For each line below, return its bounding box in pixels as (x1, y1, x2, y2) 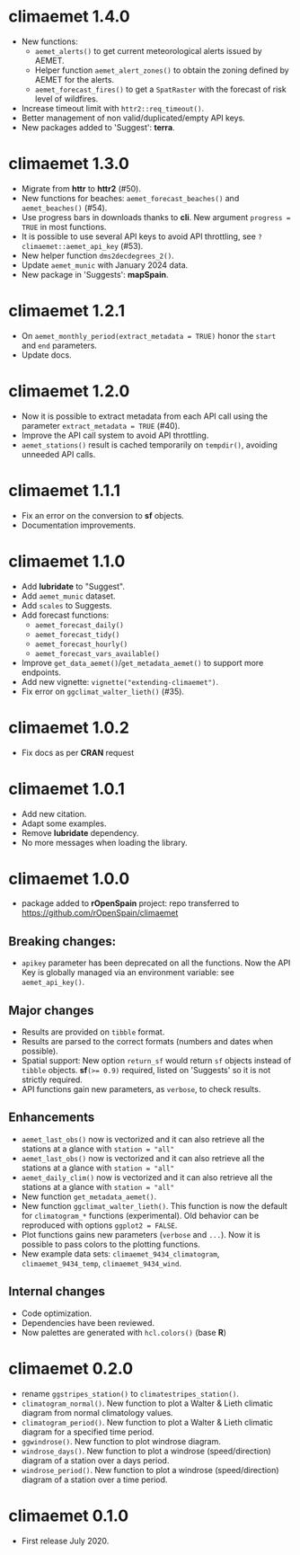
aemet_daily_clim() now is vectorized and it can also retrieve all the (21, 1171, 273, 1183)
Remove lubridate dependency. (21, 827, 139, 838)
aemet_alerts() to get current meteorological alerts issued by (34, 45, 262, 56)
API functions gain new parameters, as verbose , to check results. (21, 1084, 261, 1095)
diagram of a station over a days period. (21, 1454, 170, 1466)
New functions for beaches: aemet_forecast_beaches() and (21, 192, 240, 203)
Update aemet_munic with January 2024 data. (21, 259, 189, 271)
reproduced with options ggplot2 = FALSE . (21, 1220, 178, 1231)
